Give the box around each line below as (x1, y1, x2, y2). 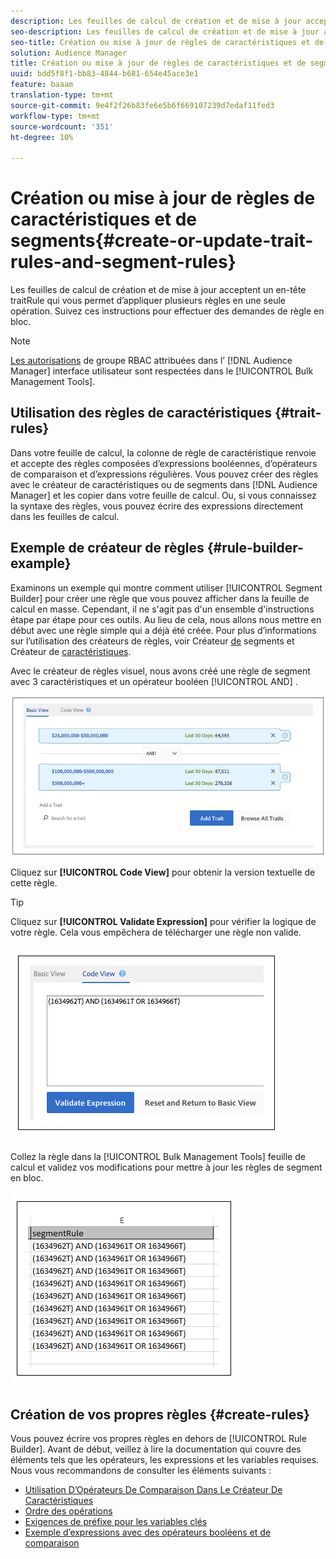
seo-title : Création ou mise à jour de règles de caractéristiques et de (10, 37, 325, 47)
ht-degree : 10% (10, 132, 74, 142)
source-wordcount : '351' (10, 121, 114, 132)
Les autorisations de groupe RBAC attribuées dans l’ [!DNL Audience (10, 355, 293, 367)
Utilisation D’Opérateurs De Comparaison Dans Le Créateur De (24, 1484, 283, 1496)
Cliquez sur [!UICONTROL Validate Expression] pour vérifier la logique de (10, 916, 317, 928)
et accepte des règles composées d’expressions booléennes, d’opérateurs (10, 457, 318, 469)
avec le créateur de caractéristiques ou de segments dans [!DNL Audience (10, 478, 318, 490)
